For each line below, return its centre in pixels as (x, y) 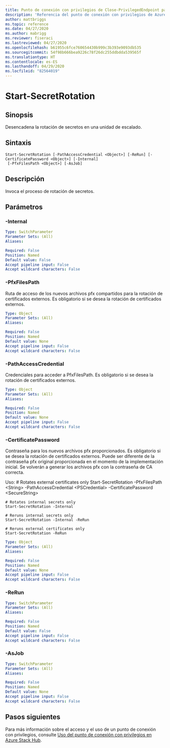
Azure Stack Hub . (24, 740)
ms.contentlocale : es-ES (31, 62)
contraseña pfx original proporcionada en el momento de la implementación (84, 462)
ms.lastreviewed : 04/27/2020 (36, 43)
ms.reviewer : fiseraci (29, 38)
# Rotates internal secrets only (40, 502)
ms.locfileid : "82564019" (32, 71)
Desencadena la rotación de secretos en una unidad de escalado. (74, 127)
